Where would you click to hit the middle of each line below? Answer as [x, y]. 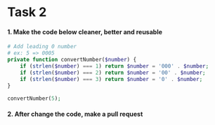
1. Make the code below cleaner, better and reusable [85, 31]
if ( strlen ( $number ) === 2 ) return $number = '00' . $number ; [113, 73]
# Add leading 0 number [42, 47]
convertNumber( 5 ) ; [34, 98]
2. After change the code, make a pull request [75, 114]
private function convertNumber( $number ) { [72, 60]
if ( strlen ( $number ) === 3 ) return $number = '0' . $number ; [111, 79]
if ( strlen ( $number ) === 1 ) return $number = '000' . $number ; [115, 66]
